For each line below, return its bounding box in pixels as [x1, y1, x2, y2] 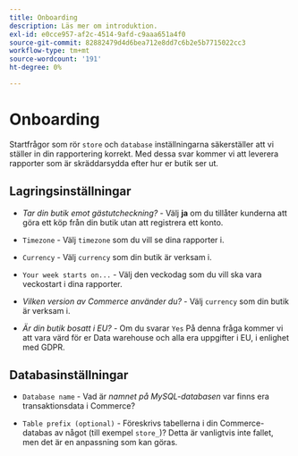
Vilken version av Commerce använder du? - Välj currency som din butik [21, 296, 289, 307]
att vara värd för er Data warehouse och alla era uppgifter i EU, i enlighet [21, 332, 289, 342]
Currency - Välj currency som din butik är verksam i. [21, 251, 212, 262]
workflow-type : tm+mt [9, 46, 90, 55]
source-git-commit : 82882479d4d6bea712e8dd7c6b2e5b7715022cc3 [9, 38, 246, 47]
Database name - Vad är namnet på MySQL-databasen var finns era [21, 391, 270, 402]
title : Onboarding [9, 13, 78, 22]
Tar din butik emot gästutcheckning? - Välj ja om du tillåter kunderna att [21, 207, 288, 218]
